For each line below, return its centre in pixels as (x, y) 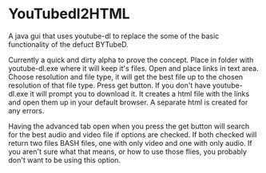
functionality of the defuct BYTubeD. (69, 44)
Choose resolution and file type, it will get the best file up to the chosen (126, 77)
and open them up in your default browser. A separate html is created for (128, 102)
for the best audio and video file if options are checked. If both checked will (133, 134)
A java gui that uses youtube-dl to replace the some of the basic (114, 36)
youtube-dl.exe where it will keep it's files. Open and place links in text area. (133, 68)
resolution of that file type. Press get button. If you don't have (109, 85)
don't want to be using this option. (65, 159)
